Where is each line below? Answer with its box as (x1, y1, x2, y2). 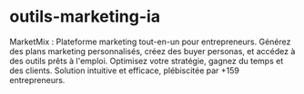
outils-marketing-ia (9, 6, 161, 27)
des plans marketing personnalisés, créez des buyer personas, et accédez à (9, 45, 296, 56)
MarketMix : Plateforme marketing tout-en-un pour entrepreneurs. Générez (9, 36, 291, 47)
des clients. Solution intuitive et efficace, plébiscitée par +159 (9, 65, 239, 76)
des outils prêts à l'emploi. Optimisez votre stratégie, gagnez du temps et (9, 55, 284, 66)
